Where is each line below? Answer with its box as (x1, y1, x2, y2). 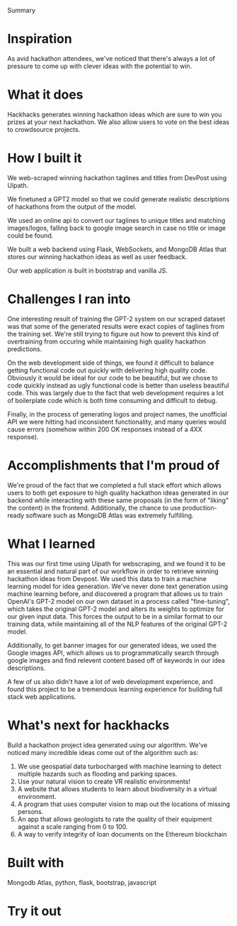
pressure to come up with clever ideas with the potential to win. (7, 62, 192, 70)
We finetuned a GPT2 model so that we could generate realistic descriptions (7, 194, 230, 203)
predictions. (7, 344, 42, 353)
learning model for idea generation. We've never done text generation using (7, 582, 229, 590)
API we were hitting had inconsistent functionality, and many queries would (7, 417, 226, 426)
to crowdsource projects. (7, 125, 81, 133)
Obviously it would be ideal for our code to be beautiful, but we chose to (7, 373, 218, 382)
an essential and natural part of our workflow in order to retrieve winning (7, 567, 219, 575)
